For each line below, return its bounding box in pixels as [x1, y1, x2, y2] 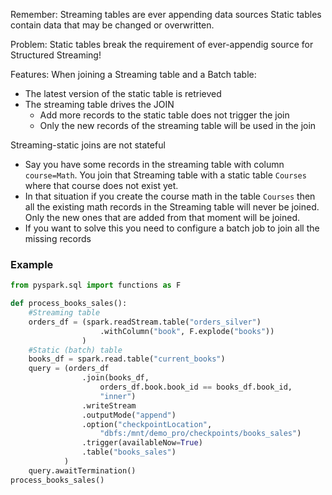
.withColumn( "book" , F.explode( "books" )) [99, 326, 275, 336]
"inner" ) [99, 391, 137, 401]
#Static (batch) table [28, 345, 123, 355]
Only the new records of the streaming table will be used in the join [39, 120, 317, 131]
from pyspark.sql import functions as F [10, 280, 182, 291]
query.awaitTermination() [28, 465, 137, 476]
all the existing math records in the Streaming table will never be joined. [24, 201, 320, 213]
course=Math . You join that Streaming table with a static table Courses [24, 169, 307, 181]
